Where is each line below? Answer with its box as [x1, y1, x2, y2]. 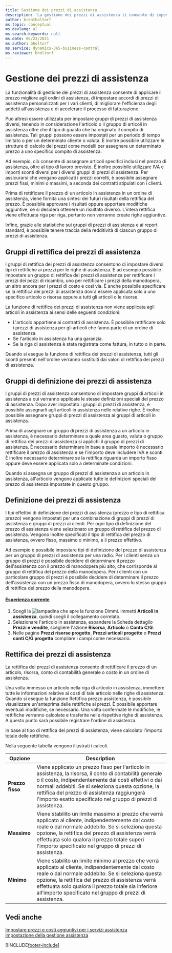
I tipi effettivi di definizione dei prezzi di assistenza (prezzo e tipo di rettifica [5, 509, 165, 515]
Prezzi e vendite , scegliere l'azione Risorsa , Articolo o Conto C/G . [12, 624, 155, 631]
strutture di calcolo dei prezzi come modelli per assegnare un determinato [5, 143, 161, 149]
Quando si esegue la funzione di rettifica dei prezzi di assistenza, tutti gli [5, 351, 159, 357]
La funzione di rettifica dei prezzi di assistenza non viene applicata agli [5, 304, 155, 310]
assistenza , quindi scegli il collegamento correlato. [12, 613, 121, 620]
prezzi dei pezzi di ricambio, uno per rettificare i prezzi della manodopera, [5, 277, 161, 284]
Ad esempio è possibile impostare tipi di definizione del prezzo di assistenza [5, 547, 166, 553]
